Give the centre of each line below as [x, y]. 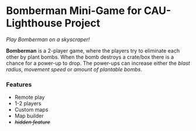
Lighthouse [34, 23]
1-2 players [28, 104]
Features [19, 84]
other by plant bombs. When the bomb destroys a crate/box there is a [90, 57]
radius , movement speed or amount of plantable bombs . [74, 69]
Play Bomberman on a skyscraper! [48, 39]
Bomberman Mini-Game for [74, 11]
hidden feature [32, 122]
